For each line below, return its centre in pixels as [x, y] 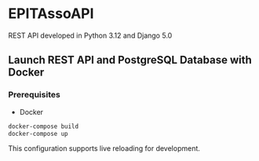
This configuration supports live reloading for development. [104, 148]
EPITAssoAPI [51, 14]
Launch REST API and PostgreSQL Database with [130, 60]
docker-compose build [44, 126]
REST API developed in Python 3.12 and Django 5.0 [90, 35]
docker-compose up [38, 134]
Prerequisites [34, 95]
